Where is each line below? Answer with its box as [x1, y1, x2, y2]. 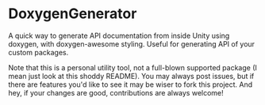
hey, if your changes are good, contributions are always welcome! [8, 88, 224, 97]
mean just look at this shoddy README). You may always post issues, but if [8, 71, 255, 81]
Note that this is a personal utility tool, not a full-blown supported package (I [8, 62, 258, 72]
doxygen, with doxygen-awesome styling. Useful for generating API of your [8, 39, 255, 48]
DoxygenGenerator [8, 5, 137, 23]
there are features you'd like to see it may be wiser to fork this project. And [8, 80, 253, 89]
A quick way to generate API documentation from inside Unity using [8, 31, 230, 40]
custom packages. [8, 47, 69, 57]
